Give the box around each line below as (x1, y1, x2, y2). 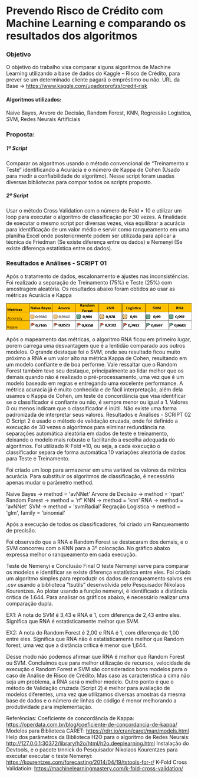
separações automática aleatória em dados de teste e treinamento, (6, 430, 169, 437)
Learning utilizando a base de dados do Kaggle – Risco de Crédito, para (6, 70, 180, 77)
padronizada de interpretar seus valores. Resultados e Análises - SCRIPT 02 (6, 411, 192, 419)
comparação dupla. (6, 600, 54, 607)
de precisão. (6, 527, 37, 534)
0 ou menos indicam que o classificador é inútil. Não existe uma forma (6, 405, 177, 412)
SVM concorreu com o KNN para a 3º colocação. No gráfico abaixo (6, 545, 170, 552)
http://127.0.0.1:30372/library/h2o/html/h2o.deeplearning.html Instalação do (6, 740, 190, 747)
